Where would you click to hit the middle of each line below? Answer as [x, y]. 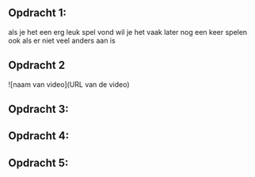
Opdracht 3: [38, 109]
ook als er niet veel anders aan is [62, 40]
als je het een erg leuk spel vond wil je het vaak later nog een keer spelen [128, 32]
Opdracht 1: [38, 13]
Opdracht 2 [37, 65]
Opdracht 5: [38, 162]
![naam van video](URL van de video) [69, 84]
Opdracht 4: [39, 136]
